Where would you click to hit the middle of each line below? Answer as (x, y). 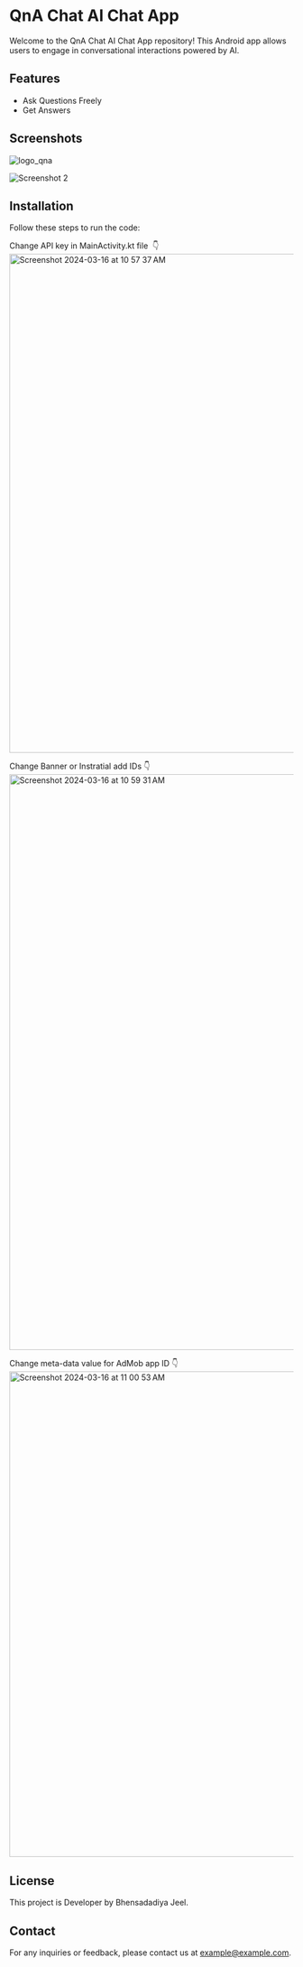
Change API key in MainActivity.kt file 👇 (84, 246)
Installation (41, 205)
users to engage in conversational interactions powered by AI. (124, 50)
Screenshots (46, 139)
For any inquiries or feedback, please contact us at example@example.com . (150, 1953)
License (32, 1881)
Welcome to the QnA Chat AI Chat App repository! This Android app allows (148, 41)
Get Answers (46, 110)
